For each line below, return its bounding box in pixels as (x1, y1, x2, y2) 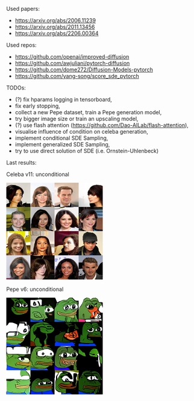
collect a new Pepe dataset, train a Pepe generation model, (14, 109, 162, 116)
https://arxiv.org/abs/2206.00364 (14, 30, 99, 37)
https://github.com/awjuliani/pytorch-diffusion (14, 60, 130, 67)
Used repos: (6, 42, 37, 48)
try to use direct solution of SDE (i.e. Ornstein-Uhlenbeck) (14, 148, 159, 154)
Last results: (6, 159, 37, 166)
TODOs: (6, 84, 26, 91)
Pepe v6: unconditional (6, 285, 64, 293)
